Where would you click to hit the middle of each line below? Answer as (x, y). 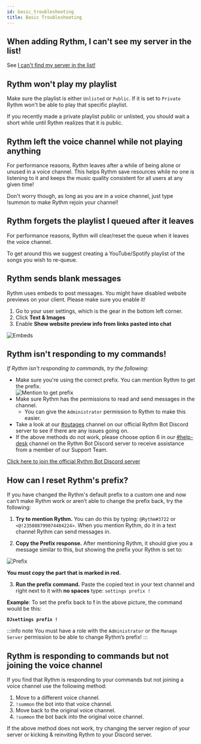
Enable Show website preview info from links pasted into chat (93, 324)
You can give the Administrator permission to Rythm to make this (105, 412)
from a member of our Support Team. (62, 450)
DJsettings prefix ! (33, 620)
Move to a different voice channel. (58, 698)
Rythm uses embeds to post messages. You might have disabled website (97, 293)
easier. (33, 418)
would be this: (24, 609)
